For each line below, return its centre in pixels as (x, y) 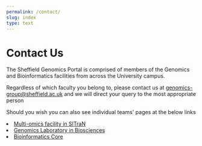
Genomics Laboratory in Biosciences (60, 130)
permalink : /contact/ (33, 12)
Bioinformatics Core (39, 137)
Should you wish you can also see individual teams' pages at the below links (101, 112)
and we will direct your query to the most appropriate (130, 94)
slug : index (21, 17)
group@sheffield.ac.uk (35, 94)
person (15, 101)
